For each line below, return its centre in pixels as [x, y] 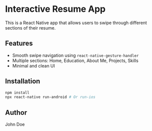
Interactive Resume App [55, 9]
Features [19, 44]
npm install [17, 93]
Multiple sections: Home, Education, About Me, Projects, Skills [75, 61]
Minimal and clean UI [33, 65]
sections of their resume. [30, 28]
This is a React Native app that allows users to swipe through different [76, 23]
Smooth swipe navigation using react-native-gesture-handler [76, 55]
